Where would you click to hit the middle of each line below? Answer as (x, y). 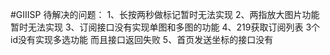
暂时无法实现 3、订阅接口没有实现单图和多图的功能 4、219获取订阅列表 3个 (165, 27)
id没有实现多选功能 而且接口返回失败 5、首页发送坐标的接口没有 (142, 39)
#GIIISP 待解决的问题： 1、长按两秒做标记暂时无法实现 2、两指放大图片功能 (165, 14)
